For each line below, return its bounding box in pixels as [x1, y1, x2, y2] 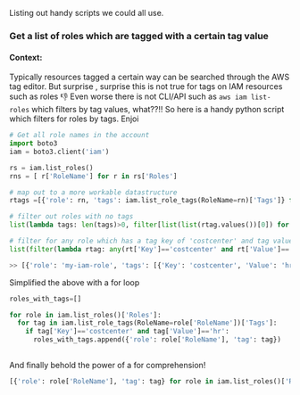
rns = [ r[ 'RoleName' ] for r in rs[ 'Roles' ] [9, 171, 178, 181]
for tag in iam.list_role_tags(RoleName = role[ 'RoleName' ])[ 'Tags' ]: [17, 318, 278, 328]
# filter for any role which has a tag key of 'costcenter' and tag [9, 236, 270, 245]
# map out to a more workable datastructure [9, 187, 178, 197]
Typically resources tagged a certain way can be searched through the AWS [9, 71, 290, 83]
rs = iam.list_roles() [9, 163, 94, 172]
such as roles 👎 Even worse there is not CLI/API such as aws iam [9, 91, 247, 102]
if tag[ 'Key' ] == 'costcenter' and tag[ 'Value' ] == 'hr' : [25, 327, 229, 336]
